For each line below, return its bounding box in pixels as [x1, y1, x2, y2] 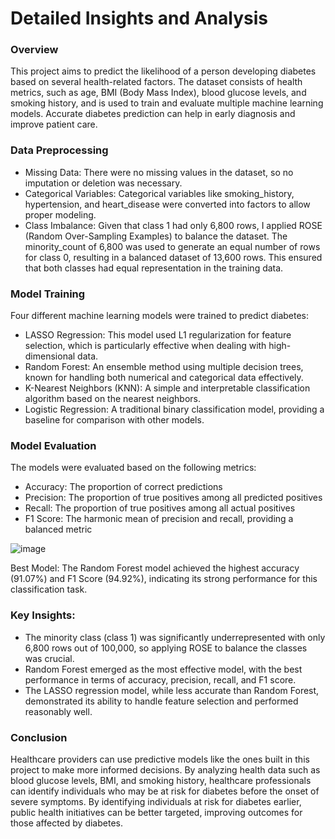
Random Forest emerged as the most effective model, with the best [24, 663, 303, 675]
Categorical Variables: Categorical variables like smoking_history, [24, 187, 295, 199]
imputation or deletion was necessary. [24, 177, 183, 189]
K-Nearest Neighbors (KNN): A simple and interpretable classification [24, 382, 311, 394]
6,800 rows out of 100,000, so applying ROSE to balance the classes [24, 642, 308, 654]
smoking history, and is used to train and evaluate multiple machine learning [10, 97, 324, 109]
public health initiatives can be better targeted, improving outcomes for [10, 806, 303, 818]
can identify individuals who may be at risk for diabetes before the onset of [10, 785, 320, 797]
